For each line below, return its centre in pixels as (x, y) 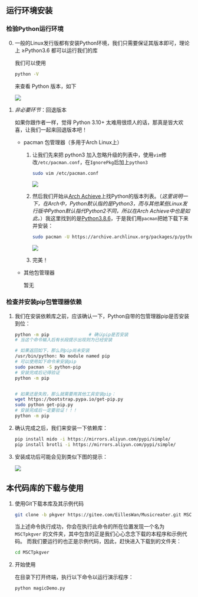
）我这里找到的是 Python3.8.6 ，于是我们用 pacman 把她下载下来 (114, 218)
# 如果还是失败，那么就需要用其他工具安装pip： (65, 394)
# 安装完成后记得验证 (37, 373)
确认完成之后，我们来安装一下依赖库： (61, 428)
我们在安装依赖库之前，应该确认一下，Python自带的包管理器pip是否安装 (102, 316)
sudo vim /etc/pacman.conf (65, 173)
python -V (27, 74)
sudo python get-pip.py (44, 405)
